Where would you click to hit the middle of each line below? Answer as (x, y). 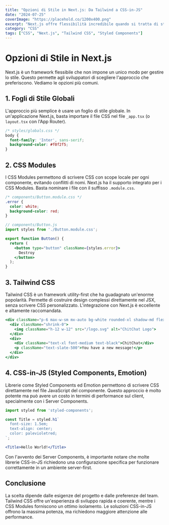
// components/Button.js (31, 225)
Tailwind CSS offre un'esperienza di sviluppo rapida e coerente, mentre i (80, 501)
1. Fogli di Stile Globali (40, 99)
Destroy (27, 253)
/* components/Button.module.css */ (44, 197)
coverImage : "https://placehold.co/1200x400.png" (58, 19)
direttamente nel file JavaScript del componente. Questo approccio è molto (83, 390)
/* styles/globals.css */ (32, 131)
